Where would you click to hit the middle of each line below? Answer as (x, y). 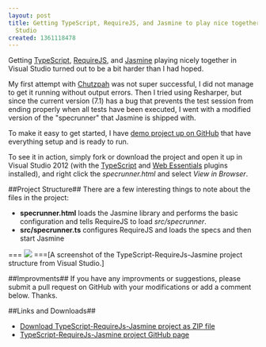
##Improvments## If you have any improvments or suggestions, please (125, 279)
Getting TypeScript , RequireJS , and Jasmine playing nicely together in (123, 60)
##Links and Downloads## (52, 311)
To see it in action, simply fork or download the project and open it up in (125, 157)
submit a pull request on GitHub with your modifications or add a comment (130, 287)
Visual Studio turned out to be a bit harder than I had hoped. (106, 69)
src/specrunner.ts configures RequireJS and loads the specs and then (135, 230)
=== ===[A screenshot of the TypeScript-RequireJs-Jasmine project (125, 255)
